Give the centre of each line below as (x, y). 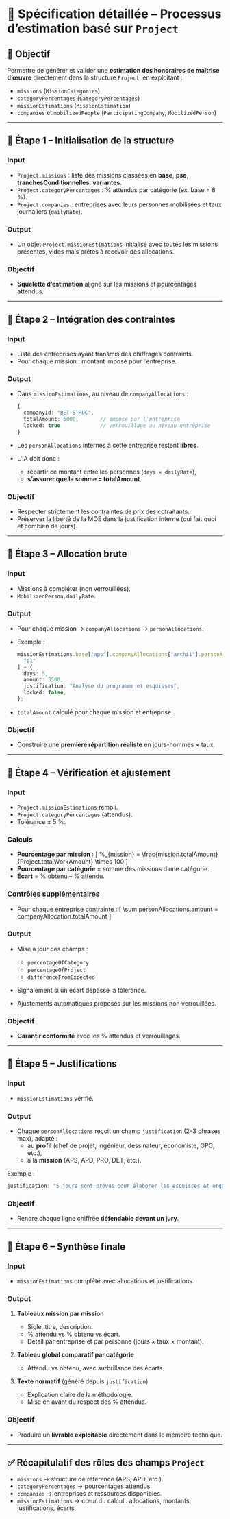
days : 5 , (36, 673)
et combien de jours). (47, 526)
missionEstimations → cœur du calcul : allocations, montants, (104, 1501)
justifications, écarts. (47, 1508)
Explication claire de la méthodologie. (80, 1395)
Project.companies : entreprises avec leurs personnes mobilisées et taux (119, 204)
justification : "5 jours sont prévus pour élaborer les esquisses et (108, 1186)
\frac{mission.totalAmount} (180, 854)
